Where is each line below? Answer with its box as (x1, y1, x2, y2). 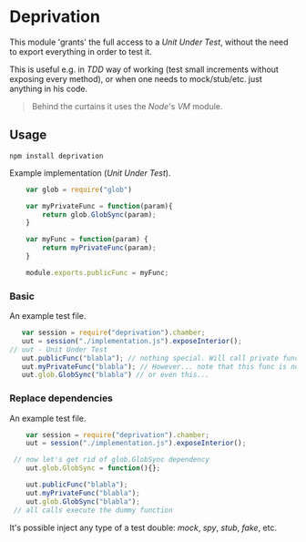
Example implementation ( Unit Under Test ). (9, 167, 171, 179)
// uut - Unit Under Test (9, 344, 107, 354)
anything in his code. (9, 83, 88, 94)
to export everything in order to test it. (9, 46, 152, 56)
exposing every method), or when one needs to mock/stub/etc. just (9, 73, 262, 84)
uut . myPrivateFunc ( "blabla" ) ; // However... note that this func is (21, 362, 287, 371)
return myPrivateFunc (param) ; (42, 243, 157, 252)
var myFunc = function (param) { (25, 235, 148, 244)
